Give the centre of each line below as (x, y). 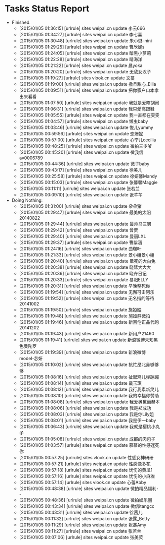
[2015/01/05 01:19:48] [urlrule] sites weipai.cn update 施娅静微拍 (85, 316)
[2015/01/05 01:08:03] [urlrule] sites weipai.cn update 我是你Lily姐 (86, 414)
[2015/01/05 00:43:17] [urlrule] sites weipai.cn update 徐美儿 (81, 170)
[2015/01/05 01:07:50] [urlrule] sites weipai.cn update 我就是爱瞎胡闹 (89, 103)
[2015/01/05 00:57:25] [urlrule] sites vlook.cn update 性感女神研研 (86, 457)
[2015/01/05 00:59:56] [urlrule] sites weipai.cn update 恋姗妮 (81, 133)
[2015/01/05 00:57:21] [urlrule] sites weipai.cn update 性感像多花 (85, 464)
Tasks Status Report (47, 9)
